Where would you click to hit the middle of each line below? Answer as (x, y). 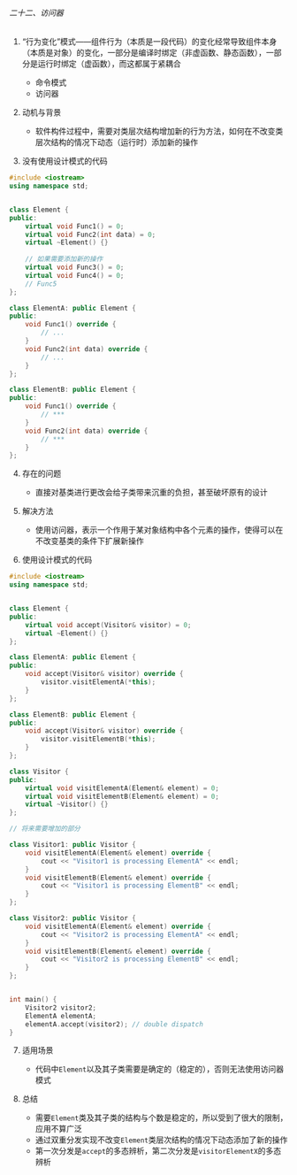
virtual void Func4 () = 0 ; (75, 275)
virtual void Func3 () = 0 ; (75, 268)
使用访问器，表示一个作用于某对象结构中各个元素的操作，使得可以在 (159, 530)
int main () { (33, 1000)
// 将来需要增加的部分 (45, 829)
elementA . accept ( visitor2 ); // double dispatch (114, 1024)
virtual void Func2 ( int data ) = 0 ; (91, 234)
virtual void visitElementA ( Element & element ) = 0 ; (122, 788)
